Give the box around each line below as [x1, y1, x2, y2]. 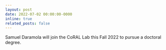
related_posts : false [5, 21, 50, 26]
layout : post [5, 7, 32, 12]
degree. [5, 40, 21, 46]
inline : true [5, 16, 32, 21]
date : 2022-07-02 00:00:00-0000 [5, 12, 72, 17]
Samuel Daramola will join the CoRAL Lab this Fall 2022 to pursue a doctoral [5, 34, 162, 40]
